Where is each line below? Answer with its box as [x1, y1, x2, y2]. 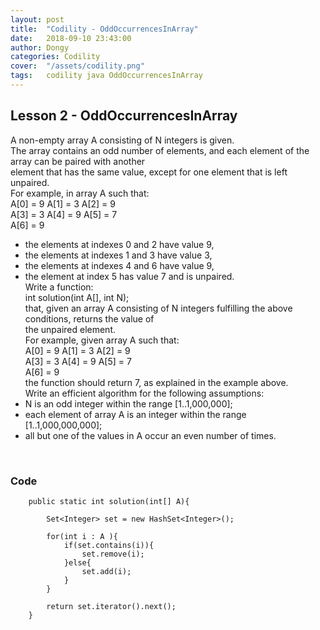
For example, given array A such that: [24, 334, 180, 346]
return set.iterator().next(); [46, 601, 177, 611]
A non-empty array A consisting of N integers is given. [10, 134, 235, 146]
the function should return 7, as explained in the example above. [24, 376, 289, 388]
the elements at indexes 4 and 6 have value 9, [24, 259, 215, 271]
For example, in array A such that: [10, 187, 150, 199]
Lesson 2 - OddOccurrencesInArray [10, 107, 238, 125]
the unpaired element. [24, 323, 117, 335]
